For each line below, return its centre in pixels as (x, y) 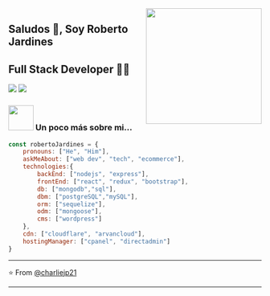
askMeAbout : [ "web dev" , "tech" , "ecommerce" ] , (104, 159)
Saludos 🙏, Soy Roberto (68, 29)
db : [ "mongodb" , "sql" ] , (77, 189)
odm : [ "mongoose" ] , (70, 212)
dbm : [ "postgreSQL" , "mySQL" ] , (88, 196)
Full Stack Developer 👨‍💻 (69, 69)
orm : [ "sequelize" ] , (72, 204)
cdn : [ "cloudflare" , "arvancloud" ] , (84, 234)
